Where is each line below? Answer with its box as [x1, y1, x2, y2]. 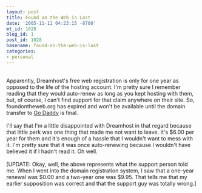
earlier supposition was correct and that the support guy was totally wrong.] [6, 180, 197, 187]
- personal [6, 54, 34, 60]
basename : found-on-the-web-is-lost [6, 43, 99, 49]
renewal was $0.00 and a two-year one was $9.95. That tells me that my [6, 173, 187, 180]
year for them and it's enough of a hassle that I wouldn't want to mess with [6, 134, 193, 142]
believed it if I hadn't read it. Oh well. [6, 148, 98, 155]
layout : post [6, 8, 39, 15]
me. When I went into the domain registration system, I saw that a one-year [6, 167, 194, 174]
